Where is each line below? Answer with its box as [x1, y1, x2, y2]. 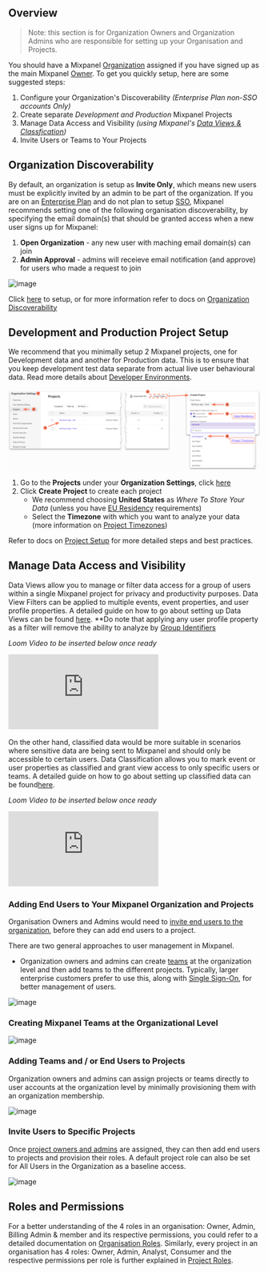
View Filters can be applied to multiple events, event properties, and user [8, 597, 250, 606]
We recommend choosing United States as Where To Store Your [31, 494, 246, 504]
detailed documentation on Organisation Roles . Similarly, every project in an [8, 1238, 258, 1247]
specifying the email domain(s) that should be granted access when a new [8, 214, 254, 223]
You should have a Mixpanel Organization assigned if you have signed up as [8, 60, 260, 70]
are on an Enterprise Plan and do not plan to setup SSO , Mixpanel [8, 196, 224, 206]
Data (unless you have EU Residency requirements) [31, 503, 202, 513]
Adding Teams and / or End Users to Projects [8, 1055, 186, 1067]
